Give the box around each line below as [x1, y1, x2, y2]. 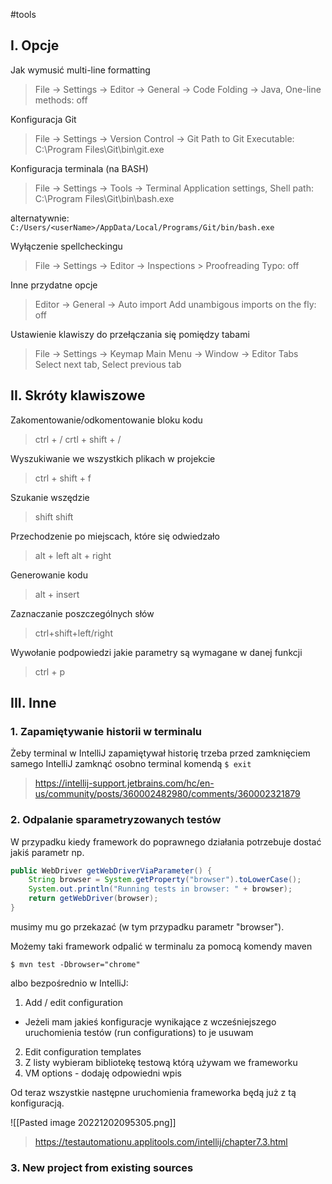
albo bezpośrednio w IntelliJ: [10, 977, 129, 989]
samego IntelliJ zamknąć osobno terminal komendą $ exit [10, 758, 252, 770]
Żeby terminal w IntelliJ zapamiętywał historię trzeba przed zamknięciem [10, 747, 311, 759]
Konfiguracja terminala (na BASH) [10, 162, 149, 174]
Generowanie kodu [10, 569, 88, 581]
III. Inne [10, 695, 57, 712]
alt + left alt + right [34, 549, 112, 561]
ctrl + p [34, 665, 65, 678]
